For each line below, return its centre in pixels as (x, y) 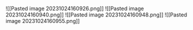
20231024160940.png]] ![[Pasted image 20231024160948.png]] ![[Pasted (96, 15)
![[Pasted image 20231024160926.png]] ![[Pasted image (75, 9)
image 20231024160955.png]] (43, 21)
